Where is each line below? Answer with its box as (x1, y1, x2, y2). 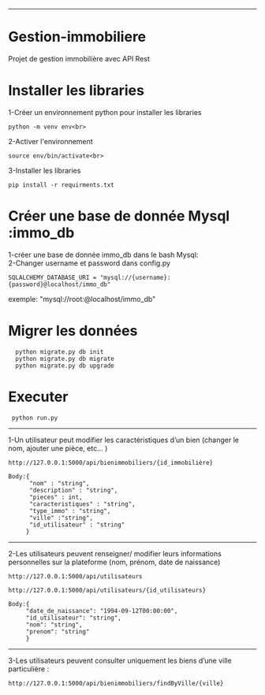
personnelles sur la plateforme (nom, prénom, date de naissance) (8, 557, 221, 567)
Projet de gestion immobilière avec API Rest (8, 54, 150, 63)
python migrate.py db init (15, 347, 104, 355)
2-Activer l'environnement (8, 136, 93, 146)
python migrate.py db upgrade (15, 362, 114, 370)
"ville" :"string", (28, 514, 93, 522)
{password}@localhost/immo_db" (8, 281, 111, 288)
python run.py (11, 414, 58, 422)
